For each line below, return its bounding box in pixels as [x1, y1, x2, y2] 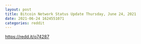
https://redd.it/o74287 [5, 34, 50, 40]
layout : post [5, 7, 32, 12]
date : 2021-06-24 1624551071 [5, 16, 64, 21]
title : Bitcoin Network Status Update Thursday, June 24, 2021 [5, 12, 137, 16]
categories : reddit [5, 20, 45, 26]
